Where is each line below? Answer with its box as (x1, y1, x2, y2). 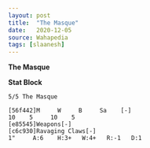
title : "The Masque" (8, 19, 79, 27)
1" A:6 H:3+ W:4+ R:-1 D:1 (8, 135, 143, 142)
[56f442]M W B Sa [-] (8, 107, 132, 115)
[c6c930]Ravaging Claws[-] (8, 128, 97, 135)
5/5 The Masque (8, 93, 58, 101)
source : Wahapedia (8, 33, 68, 42)
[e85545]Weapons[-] (8, 120, 72, 128)
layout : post (8, 11, 51, 20)
